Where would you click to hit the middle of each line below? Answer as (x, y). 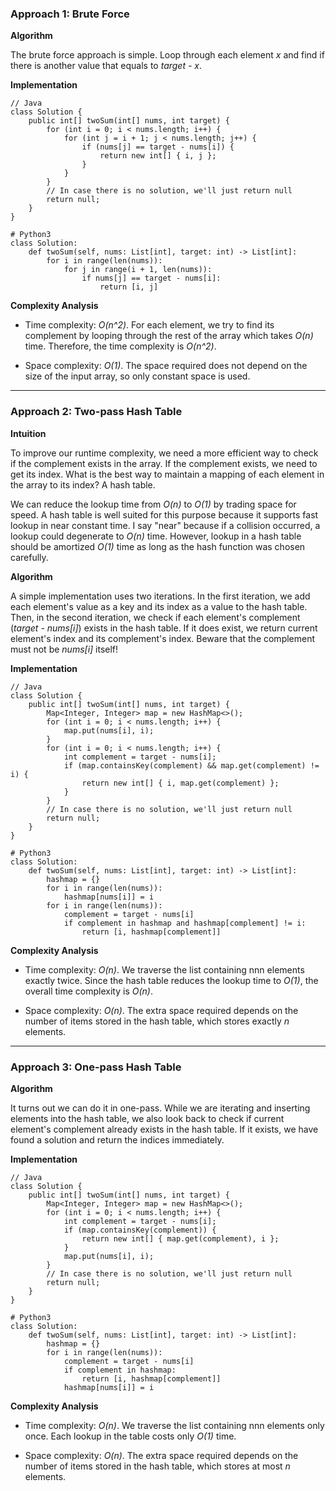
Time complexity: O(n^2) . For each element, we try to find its (149, 325)
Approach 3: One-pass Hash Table (96, 1067)
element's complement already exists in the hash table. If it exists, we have (164, 1129)
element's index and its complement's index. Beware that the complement (163, 638)
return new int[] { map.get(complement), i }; (180, 1238)
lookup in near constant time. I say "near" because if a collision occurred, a (165, 525)
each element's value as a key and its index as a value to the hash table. (159, 606)
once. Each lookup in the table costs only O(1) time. (130, 1436)
